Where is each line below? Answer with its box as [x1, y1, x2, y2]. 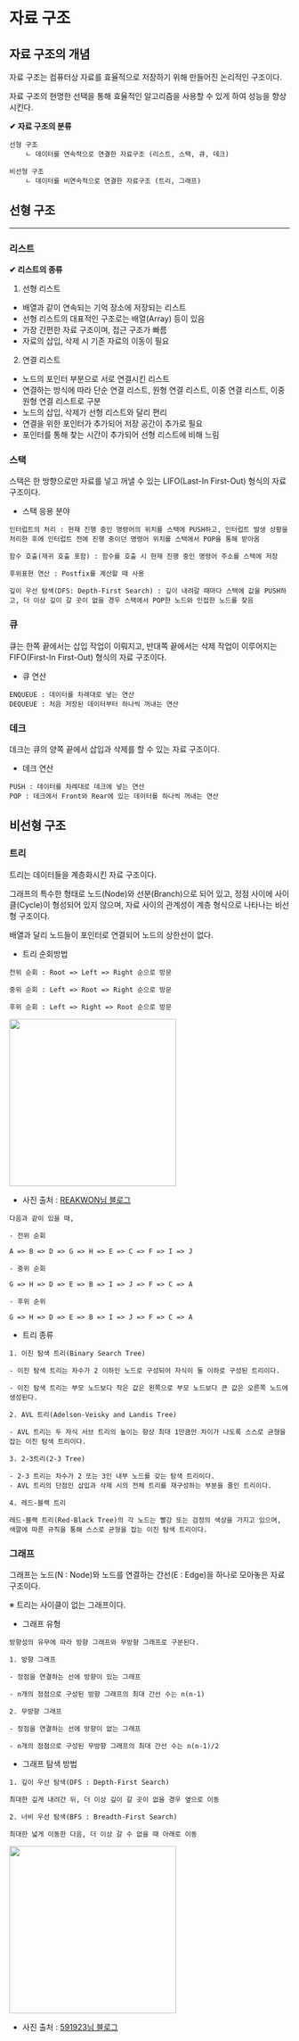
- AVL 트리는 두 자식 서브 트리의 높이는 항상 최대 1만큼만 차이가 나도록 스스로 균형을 [9, 1427, 287, 1437]
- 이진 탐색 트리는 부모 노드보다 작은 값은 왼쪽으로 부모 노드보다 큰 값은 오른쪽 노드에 [9, 1383, 289, 1392]
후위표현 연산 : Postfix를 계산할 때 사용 [9, 569, 145, 578]
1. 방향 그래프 [9, 1655, 56, 1664]
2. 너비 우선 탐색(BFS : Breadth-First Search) [9, 1813, 178, 1821]
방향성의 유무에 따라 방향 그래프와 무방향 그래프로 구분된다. [9, 1638, 200, 1647]
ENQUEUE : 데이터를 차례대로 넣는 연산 [9, 690, 135, 699]
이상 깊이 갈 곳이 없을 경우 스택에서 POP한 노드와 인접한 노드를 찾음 [33, 596, 254, 605]
